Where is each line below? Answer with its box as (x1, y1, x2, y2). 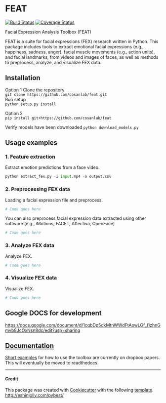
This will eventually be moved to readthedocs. (5, 360, 99, 366)
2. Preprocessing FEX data (5, 186, 70, 193)
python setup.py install (5, 102, 56, 107)
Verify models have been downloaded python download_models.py (5, 124, 139, 130)
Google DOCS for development (5, 309, 102, 318)
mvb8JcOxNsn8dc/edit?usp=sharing (5, 327, 81, 333)
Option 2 (5, 110, 23, 116)
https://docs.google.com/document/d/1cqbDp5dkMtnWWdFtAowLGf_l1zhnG (5, 322, 161, 328)
